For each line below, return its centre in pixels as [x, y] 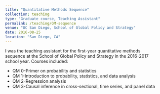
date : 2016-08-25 [23, 32]
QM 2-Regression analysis [39, 81]
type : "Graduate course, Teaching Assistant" [53, 19]
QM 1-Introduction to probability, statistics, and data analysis [74, 76]
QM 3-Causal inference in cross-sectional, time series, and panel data [84, 86]
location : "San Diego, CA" [33, 37]
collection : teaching [27, 14]
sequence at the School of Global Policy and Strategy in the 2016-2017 [77, 56]
